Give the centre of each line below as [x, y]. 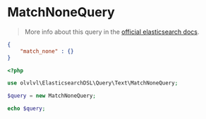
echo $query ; [26, 109]
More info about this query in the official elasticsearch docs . [112, 32]
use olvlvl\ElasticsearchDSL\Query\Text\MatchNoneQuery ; [93, 83]
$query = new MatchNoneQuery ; [52, 96]
